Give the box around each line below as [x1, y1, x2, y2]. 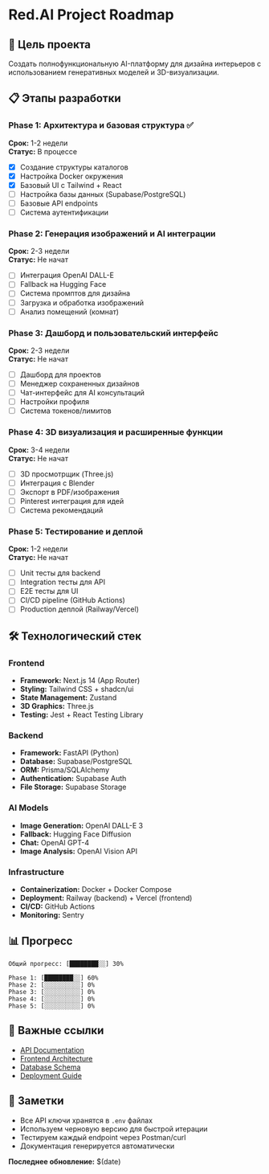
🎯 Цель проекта [8, 38, 91, 51]
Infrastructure [8, 866, 65, 877]
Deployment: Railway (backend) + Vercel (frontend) [19, 894, 193, 903]
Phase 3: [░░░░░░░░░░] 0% [8, 988, 95, 996]
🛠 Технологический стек [8, 629, 142, 643]
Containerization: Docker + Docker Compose [19, 885, 173, 894]
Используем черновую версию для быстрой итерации [19, 1123, 208, 1134]
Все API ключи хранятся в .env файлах [19, 1115, 153, 1125]
